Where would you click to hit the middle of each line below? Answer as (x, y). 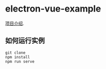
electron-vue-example (53, 9)
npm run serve (20, 61)
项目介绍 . (15, 23)
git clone (15, 53)
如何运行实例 (25, 41)
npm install (17, 57)
